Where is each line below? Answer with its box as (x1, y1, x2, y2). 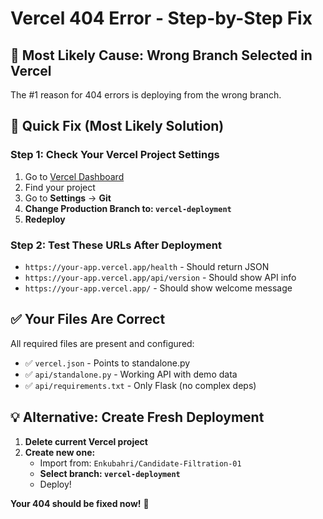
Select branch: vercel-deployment (39, 467, 181, 479)
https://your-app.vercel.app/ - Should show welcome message (24, 282, 293, 294)
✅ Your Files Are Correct (10, 311, 166, 328)
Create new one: (24, 446, 96, 458)
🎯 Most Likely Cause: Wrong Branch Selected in (10, 47, 313, 64)
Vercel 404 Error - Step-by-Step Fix (10, 7, 313, 30)
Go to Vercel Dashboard (24, 170, 125, 182)
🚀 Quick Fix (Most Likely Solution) (10, 118, 225, 135)
